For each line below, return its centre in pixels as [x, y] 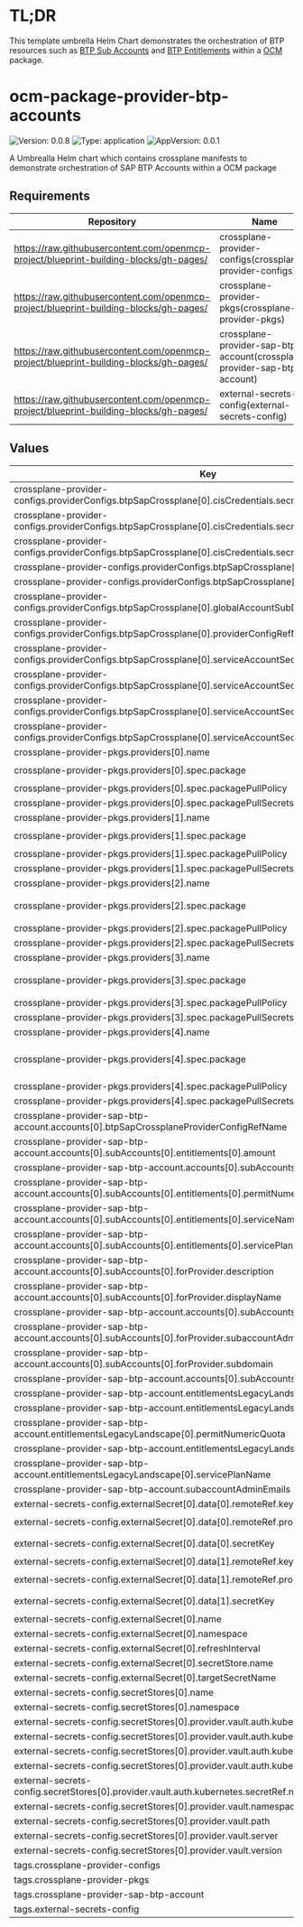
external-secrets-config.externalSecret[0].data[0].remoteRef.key [154, 1503]
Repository [112, 221]
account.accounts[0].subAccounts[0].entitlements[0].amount [145, 1152]
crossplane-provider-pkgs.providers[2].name [112, 883]
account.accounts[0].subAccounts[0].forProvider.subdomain [143, 1364]
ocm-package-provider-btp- [119, 97]
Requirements [50, 196]
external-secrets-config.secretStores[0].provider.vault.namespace [157, 1806]
